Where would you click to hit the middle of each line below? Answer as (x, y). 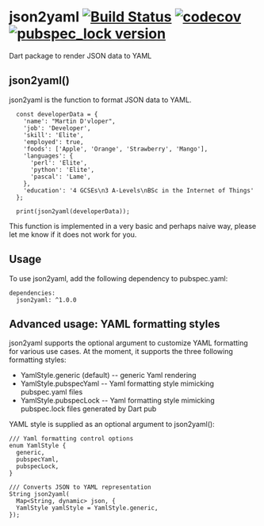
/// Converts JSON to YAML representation (80, 487)
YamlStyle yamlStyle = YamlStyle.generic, (87, 508)
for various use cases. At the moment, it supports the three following (121, 352)
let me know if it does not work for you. (73, 234)
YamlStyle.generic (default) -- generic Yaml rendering (108, 375)
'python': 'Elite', (62, 170)
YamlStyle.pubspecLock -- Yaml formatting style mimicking (117, 401)
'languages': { (48, 156)
